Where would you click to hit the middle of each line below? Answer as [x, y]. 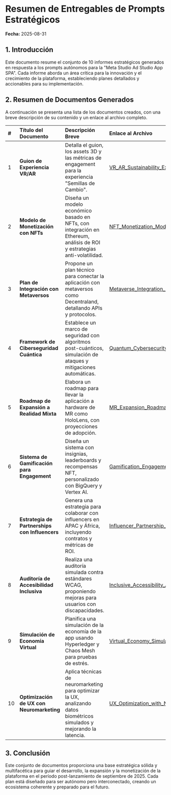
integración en [82, 230]
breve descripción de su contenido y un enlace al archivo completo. [76, 117]
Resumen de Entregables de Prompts [85, 9]
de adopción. [81, 432]
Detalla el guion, [84, 145]
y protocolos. [81, 314]
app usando [79, 638]
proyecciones [81, 426]
